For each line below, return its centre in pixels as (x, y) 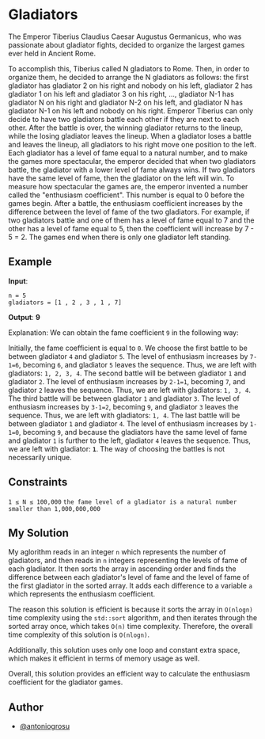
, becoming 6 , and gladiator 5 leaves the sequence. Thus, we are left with (138, 364)
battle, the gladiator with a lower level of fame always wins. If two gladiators (132, 170)
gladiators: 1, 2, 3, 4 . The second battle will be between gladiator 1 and (127, 373)
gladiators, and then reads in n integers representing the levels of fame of (128, 561)
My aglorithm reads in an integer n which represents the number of (117, 552)
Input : (18, 281)
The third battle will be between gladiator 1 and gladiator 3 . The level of (124, 398)
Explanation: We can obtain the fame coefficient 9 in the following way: (123, 332)
